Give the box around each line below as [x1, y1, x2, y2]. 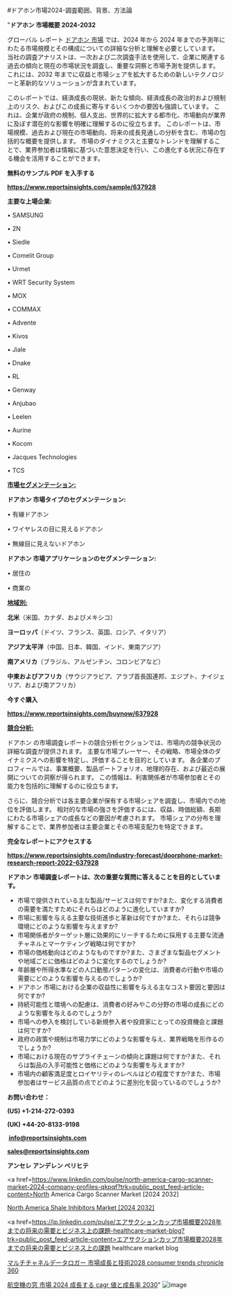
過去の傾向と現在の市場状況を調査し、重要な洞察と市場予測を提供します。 [7, 62, 220, 69]
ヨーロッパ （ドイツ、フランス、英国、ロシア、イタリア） [7, 628, 170, 636]
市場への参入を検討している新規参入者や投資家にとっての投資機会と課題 [17, 1018, 224, 1026]
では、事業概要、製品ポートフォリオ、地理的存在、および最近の [37, 765, 220, 772]
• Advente [7, 318, 37, 327]
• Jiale [7, 345, 26, 354]
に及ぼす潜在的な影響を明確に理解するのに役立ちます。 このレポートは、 [7, 120, 215, 128]
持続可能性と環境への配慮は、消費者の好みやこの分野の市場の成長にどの [17, 1001, 224, 1008]
